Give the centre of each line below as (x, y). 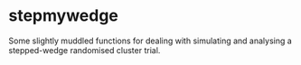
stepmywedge (64, 16)
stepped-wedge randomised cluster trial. (85, 50)
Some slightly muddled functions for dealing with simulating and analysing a (150, 41)
